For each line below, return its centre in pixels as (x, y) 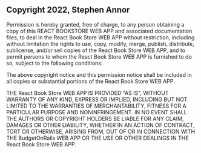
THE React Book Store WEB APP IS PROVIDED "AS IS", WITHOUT (87, 93)
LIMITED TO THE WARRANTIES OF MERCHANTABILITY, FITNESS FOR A (96, 106)
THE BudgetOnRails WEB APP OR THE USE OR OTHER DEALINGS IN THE (97, 138)
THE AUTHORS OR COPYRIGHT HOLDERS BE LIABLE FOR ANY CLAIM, (95, 119)
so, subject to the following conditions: (54, 63)
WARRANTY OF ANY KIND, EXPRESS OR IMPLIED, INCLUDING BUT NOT (97, 99)
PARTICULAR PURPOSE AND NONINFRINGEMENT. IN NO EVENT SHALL (97, 112)
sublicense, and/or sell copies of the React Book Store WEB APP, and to (96, 50)
